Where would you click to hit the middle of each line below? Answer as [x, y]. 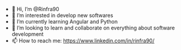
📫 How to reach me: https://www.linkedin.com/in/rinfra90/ [83, 41]
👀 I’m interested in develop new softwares [62, 15]
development [28, 34]
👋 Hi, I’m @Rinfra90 [36, 9]
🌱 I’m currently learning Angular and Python [65, 21]
